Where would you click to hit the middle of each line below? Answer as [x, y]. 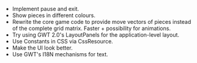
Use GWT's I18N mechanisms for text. [60, 54]
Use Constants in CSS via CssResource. [62, 41]
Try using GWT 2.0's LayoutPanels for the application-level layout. [95, 35]
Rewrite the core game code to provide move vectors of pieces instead [102, 22]
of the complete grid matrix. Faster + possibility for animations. [91, 28]
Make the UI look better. [42, 48]
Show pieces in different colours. [54, 15]
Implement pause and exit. [46, 9]
